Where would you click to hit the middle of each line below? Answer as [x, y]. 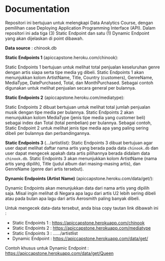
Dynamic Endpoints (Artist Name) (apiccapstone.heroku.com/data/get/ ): [79, 178]
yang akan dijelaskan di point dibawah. [44, 38]
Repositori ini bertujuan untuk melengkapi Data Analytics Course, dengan [79, 23]
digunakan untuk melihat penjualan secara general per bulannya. [70, 88]
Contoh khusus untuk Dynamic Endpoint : [47, 248]
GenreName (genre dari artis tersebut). [44, 169]
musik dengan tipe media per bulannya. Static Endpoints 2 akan [69, 112]
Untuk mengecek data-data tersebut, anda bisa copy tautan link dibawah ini [82, 208]
